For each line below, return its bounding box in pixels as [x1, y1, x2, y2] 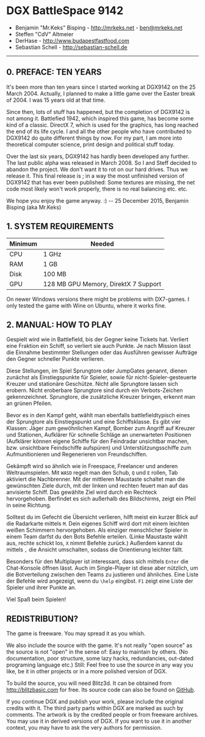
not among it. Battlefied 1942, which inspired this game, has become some [6, 115, 194, 122]
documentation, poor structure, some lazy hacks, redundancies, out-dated [6, 655, 194, 662]
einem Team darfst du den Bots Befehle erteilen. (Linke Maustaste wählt [6, 533, 188, 540]
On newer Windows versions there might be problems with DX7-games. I [6, 295, 190, 303]
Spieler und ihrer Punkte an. [6, 584, 76, 591]
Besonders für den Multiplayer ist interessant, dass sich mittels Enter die [6, 558, 189, 565]
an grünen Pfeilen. [6, 399, 52, 407]
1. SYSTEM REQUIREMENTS [6, 221, 114, 232]
